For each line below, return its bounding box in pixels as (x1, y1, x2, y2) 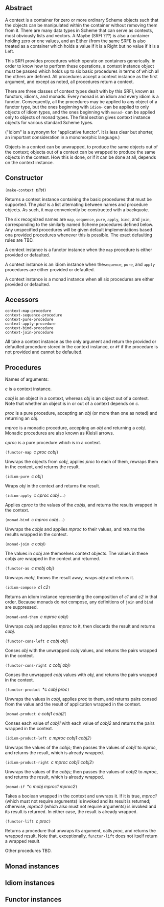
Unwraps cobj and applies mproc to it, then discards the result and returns (5, 624, 155, 629)
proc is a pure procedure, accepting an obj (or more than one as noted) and (5, 410, 158, 416)
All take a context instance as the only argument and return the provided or (5, 339, 157, 344)
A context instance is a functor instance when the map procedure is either (5, 247, 153, 253)
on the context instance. (5, 159, 54, 165)
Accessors (5, 296, 39, 304)
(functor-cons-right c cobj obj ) (5, 662, 71, 668)
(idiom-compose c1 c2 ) (5, 584, 51, 590)
